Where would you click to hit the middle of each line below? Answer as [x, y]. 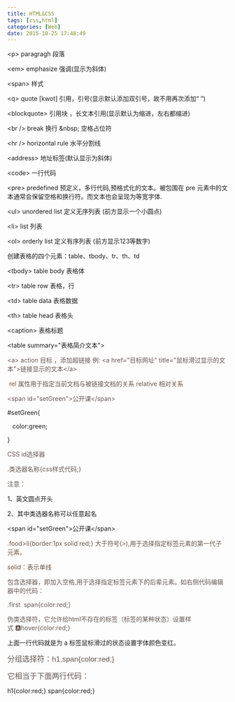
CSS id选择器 [26, 454]
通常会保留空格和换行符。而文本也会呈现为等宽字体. [88, 197]
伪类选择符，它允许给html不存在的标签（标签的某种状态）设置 [96, 619]
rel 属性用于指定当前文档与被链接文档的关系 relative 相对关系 [96, 384]
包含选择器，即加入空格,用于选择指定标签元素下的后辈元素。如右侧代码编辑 [115, 582]
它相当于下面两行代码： [48, 676]
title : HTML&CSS [31, 14]
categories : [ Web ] [34, 27]
